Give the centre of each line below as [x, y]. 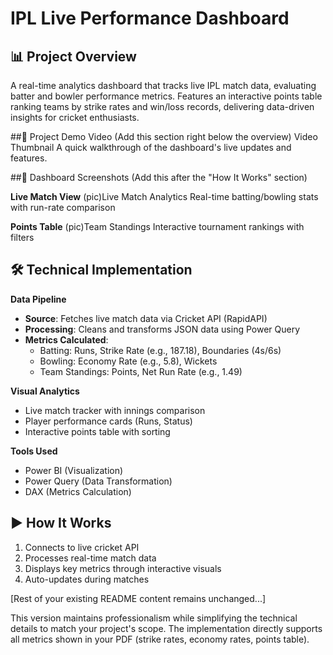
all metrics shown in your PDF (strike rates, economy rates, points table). [160, 639]
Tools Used [34, 451]
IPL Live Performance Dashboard [150, 18]
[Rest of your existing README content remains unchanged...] [138, 598]
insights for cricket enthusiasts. [75, 117]
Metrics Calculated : [66, 339]
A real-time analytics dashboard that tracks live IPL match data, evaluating [163, 85]
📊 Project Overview [73, 56]
